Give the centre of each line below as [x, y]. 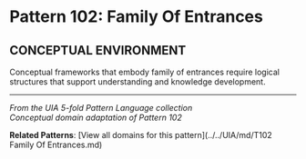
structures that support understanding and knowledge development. [138, 82]
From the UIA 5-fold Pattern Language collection [101, 108]
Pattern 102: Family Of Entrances [137, 17]
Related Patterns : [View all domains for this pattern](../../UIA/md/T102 [141, 135]
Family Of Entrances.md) [56, 144]
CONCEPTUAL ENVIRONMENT [98, 50]
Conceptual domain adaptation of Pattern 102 [96, 117]
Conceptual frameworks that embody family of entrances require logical [145, 72]
